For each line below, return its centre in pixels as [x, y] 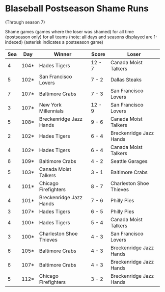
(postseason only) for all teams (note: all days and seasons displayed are [79, 37]
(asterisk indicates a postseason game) [64, 42]
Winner [63, 54]
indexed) [14, 42]
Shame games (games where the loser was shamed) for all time [69, 31]
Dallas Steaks [126, 80]
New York [50, 105]
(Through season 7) [25, 22]
